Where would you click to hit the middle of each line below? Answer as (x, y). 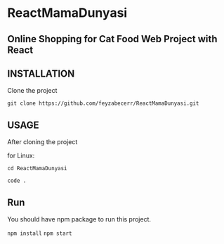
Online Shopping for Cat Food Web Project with (112, 39)
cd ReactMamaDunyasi (38, 169)
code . (17, 181)
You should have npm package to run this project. (79, 219)
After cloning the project (42, 142)
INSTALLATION (41, 73)
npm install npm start (40, 233)
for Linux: (21, 155)
